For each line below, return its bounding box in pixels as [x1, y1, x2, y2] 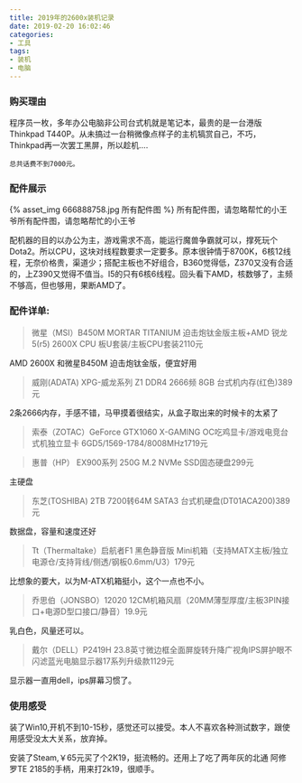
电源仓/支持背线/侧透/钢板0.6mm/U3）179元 [31, 556, 196, 567]
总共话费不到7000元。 [9, 160, 79, 169]
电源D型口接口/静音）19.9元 [44, 606, 148, 617]
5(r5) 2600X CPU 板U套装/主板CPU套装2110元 [31, 338, 204, 349]
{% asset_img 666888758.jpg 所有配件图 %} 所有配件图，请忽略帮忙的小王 [9, 204, 288, 215]
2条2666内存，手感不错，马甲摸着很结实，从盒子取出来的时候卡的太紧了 [9, 407, 279, 418]
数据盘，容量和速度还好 [9, 526, 96, 536]
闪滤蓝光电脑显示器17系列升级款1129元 [31, 656, 175, 666]
